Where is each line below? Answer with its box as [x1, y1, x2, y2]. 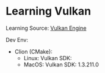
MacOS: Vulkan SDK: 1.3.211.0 [23, 61, 99, 68]
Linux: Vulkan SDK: [23, 54, 72, 61]
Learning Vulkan [5, 4, 92, 18]
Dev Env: [5, 36, 29, 43]
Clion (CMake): [14, 47, 52, 55]
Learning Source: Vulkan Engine [5, 24, 87, 32]
